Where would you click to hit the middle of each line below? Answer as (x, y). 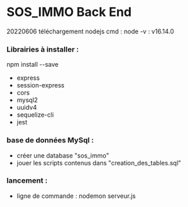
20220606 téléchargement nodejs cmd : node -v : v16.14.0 (91, 31)
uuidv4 (27, 108)
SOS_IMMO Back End (69, 12)
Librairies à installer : (43, 49)
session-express (40, 85)
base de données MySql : (50, 140)
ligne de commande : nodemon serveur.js (76, 196)
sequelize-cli (35, 115)
